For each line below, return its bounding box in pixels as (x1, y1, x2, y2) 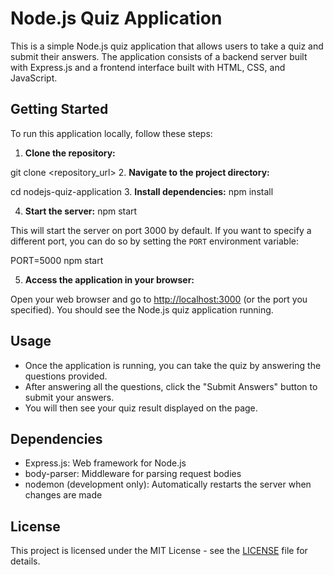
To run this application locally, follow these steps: (10, 127, 213, 139)
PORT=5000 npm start (10, 254, 104, 266)
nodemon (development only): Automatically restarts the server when (24, 478, 312, 491)
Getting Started (10, 101, 109, 118)
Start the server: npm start (24, 205, 138, 217)
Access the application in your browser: (24, 273, 195, 286)
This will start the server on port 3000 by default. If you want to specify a (10, 224, 312, 236)
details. (10, 555, 41, 567)
